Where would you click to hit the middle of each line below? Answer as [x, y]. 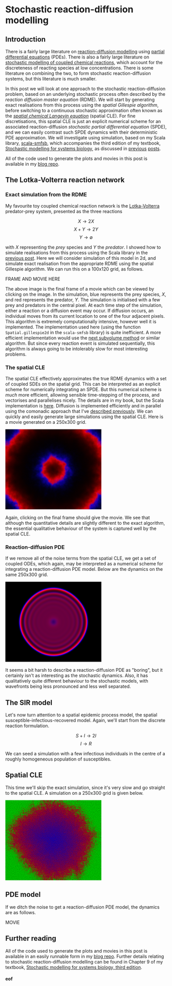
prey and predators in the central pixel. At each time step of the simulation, [84, 305]
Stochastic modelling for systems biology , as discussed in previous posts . [83, 149]
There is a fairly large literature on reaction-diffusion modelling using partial [85, 52]
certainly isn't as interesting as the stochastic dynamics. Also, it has [77, 675]
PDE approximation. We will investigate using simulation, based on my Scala [85, 138]
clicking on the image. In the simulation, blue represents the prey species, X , [86, 294]
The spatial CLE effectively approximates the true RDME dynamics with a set [86, 378]
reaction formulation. [27, 726]
